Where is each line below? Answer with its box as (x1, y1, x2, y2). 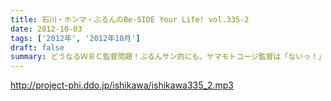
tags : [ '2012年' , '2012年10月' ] (10, 33, 141, 43)
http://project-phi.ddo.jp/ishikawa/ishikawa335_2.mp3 (10, 79, 234, 91)
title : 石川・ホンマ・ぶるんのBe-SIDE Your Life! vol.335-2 (10, 14, 250, 25)
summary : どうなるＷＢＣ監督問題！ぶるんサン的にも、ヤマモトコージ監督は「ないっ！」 (10, 52, 326, 62)
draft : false (10, 42, 65, 53)
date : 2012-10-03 (10, 24, 83, 34)
